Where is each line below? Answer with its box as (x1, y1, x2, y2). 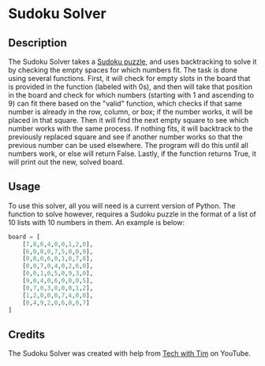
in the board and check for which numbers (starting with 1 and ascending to (8, 91, 255, 99)
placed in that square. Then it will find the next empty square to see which (8, 116, 249, 124)
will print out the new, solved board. (8, 157, 125, 166)
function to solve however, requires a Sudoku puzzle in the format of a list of (8, 209, 256, 219)
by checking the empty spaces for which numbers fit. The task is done (8, 65, 238, 75)
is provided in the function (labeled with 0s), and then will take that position (8, 82, 252, 91)
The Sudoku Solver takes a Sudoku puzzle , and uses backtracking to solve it (8, 57, 257, 66)
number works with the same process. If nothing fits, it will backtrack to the (8, 124, 253, 133)
